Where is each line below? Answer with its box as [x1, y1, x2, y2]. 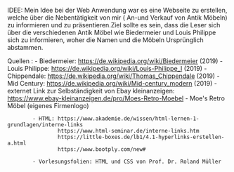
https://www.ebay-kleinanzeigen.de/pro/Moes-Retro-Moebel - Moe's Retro [7, 94, 225, 102]
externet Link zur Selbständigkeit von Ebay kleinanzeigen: [7, 87, 175, 95]
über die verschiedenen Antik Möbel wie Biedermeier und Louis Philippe [7, 28, 216, 37]
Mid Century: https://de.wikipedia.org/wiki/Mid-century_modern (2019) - [7, 79, 218, 87]
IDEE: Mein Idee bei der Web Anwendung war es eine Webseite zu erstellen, [7, 6, 228, 14]
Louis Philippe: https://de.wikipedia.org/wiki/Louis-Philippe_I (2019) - [7, 65, 207, 72]
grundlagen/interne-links [7, 121, 83, 128]
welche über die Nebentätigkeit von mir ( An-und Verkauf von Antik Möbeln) [7, 13, 228, 22]
